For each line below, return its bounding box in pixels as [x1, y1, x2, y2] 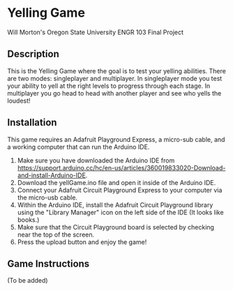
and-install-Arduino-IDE [17, 171, 86, 179]
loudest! [7, 96, 31, 105]
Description [7, 48, 59, 60]
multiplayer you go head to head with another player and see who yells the [7, 89, 222, 97]
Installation [7, 117, 57, 128]
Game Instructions [7, 258, 90, 269]
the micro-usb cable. [17, 193, 78, 202]
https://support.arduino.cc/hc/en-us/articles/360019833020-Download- [17, 163, 226, 172]
